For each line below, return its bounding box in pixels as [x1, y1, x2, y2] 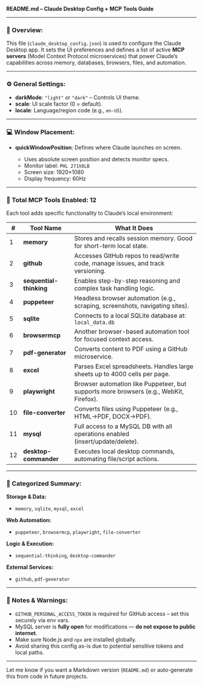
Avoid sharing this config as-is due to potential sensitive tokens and [14, 642, 184, 650]
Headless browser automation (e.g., [74, 294, 176, 303]
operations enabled [74, 430, 130, 439]
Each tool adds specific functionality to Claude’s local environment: [6, 209, 173, 217]
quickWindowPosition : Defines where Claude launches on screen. [14, 144, 182, 151]
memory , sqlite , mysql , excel [14, 505, 85, 512]
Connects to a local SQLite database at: [74, 312, 186, 320]
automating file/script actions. [74, 455, 159, 463]
